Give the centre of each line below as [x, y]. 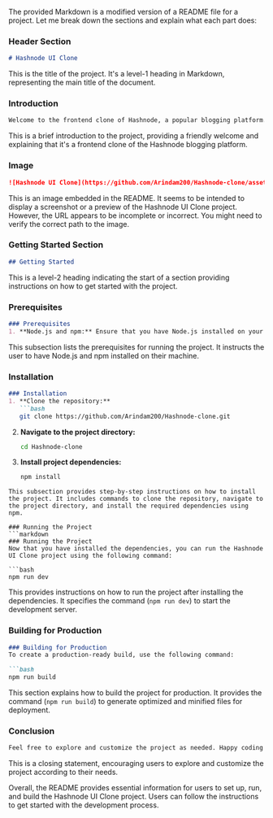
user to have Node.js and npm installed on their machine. [104, 355]
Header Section [40, 41]
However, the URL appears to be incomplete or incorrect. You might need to [135, 215]
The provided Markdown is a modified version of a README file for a [123, 12]
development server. [43, 610]
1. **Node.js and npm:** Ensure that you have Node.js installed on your [136, 331]
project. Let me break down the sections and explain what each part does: [133, 20]
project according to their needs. [63, 772]
